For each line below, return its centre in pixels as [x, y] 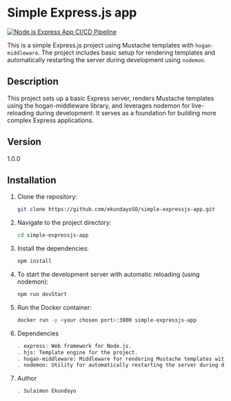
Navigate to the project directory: [64, 223]
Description [33, 82]
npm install [34, 261]
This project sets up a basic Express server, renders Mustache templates [111, 98]
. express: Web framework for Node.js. [74, 346]
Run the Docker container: [54, 307]
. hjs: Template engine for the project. [78, 352]
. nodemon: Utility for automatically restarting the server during [118, 365]
